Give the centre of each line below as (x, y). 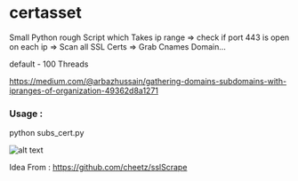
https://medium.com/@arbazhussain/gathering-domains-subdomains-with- (148, 81)
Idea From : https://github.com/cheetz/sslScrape (98, 168)
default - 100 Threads (49, 64)
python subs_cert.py (47, 133)
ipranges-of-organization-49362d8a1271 (84, 90)
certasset (46, 13)
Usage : (26, 114)
